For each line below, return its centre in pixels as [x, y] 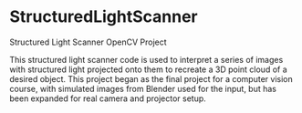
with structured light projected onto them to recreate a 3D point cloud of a [148, 69]
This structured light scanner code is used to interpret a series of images [146, 59]
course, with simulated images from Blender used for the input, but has [143, 88]
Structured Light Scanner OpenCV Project [88, 42]
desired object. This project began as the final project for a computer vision [151, 78]
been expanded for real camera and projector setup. [108, 98]
